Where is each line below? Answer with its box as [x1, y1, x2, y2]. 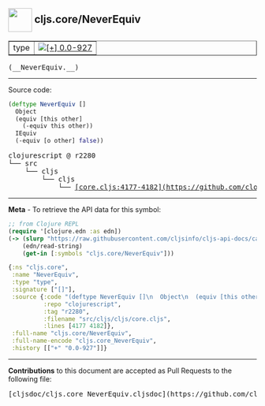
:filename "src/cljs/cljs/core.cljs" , [43, 315, 171, 323]
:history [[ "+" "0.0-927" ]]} [11, 345, 108, 352]
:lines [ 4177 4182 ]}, [43, 322, 114, 330]
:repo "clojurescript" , [43, 300, 122, 308]
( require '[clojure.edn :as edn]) [8, 227, 122, 235]
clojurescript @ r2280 [8, 151, 96, 160]
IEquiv [15, 129, 37, 138]
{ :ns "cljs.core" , [8, 263, 69, 272]
